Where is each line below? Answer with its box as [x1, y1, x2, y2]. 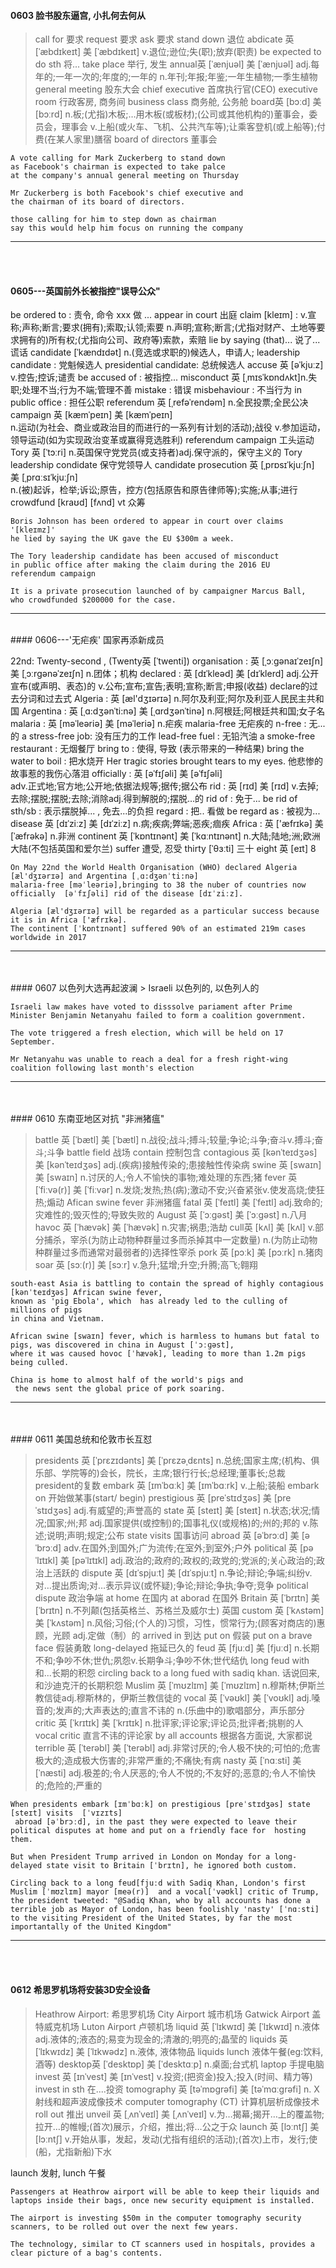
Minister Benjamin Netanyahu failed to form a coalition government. [10, 1011, 307, 1021]
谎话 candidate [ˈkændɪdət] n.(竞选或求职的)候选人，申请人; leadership [10, 346, 301, 359]
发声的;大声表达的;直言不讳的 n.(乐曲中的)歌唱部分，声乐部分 [55, 1705, 305, 1717]
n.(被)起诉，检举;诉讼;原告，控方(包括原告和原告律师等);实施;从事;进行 [10, 484, 298, 496]
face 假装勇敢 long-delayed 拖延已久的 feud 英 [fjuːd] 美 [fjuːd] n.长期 [34, 1642, 320, 1654]
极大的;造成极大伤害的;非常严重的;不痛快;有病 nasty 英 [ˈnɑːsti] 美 [34, 1755, 302, 1767]
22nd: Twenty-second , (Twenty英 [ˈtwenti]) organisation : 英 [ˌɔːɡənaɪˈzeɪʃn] [10, 655, 324, 667]
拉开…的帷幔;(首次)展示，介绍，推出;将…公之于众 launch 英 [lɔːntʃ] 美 [34, 2120, 320, 2132]
